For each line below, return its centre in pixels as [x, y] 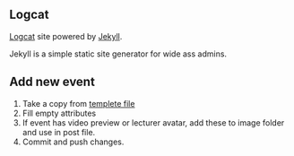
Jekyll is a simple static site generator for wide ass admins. [118, 54]
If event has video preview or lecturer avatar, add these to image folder [153, 122]
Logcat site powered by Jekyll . [66, 36]
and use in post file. [59, 132]
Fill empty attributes [59, 113]
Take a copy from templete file [78, 103]
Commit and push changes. [73, 142]
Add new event [52, 82]
